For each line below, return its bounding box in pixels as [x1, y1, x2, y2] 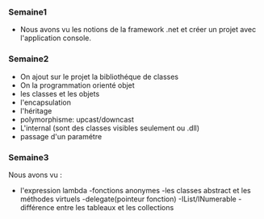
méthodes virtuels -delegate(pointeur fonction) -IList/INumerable [19, 194, 237, 204]
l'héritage [19, 105, 52, 115]
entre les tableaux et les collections [56, 202, 174, 212]
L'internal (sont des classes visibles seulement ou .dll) [19, 123, 200, 133]
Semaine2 [8, 53, 49, 64]
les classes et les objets [19, 89, 100, 98]
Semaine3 [8, 151, 49, 163]
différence [19, 202, 55, 212]
